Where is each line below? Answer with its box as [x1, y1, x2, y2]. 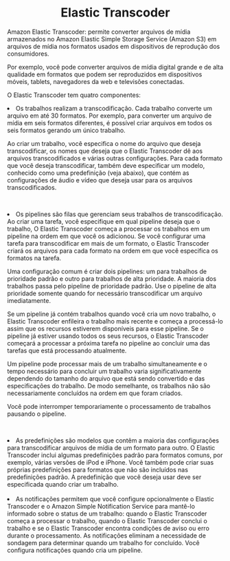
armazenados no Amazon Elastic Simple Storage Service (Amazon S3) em [7, 34, 217, 43]
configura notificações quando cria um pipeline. [7, 546, 143, 554]
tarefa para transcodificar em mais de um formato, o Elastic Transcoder [7, 239, 209, 247]
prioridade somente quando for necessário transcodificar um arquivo [7, 289, 203, 297]
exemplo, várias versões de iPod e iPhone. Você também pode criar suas [7, 458, 214, 466]
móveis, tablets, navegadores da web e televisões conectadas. [7, 77, 185, 85]
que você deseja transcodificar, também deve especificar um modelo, [7, 161, 205, 169]
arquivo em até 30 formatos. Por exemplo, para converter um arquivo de [7, 112, 212, 120]
